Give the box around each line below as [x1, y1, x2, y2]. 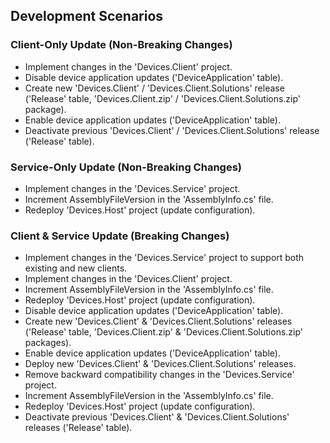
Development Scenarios [10, 8, 164, 25]
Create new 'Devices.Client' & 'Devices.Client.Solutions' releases [24, 315, 293, 328]
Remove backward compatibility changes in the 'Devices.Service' [24, 369, 295, 381]
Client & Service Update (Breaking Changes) [10, 229, 230, 243]
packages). [24, 337, 72, 349]
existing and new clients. [24, 262, 128, 274]
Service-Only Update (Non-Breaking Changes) [10, 160, 242, 174]
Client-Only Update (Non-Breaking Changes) [10, 38, 233, 52]
